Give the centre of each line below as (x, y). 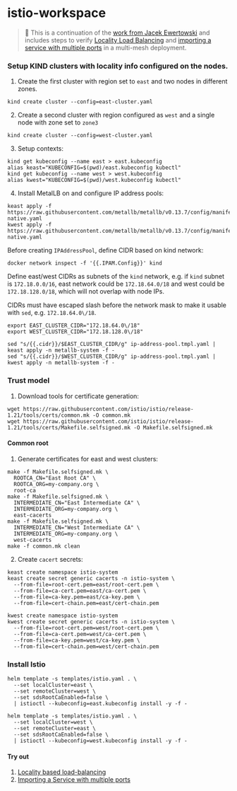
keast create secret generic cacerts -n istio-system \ (91, 578)
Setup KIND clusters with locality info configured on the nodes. (118, 66)
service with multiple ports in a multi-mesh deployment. (105, 47)
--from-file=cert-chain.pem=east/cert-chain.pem (86, 603)
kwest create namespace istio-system (63, 616)
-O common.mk (112, 415)
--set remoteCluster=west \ (55, 691)
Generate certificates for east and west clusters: (88, 458)
